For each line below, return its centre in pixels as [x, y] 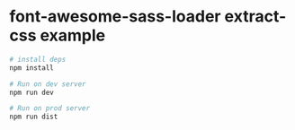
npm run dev [31, 92]
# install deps [38, 59]
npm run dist [34, 117]
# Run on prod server [50, 108]
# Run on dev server [48, 84]
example [73, 35]
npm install [31, 68]
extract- [255, 17]
